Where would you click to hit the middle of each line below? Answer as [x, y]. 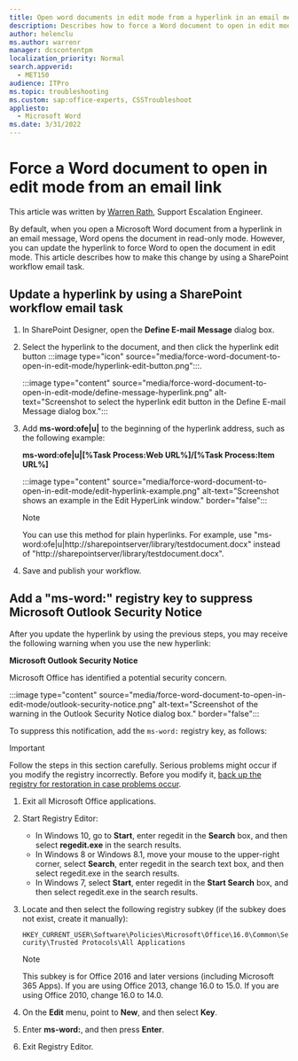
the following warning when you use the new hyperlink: [110, 643]
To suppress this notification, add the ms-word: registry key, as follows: [138, 730]
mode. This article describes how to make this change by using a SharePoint [149, 257]
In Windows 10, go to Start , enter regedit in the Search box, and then [161, 835]
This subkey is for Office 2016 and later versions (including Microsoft [148, 976]
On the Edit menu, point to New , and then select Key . [120, 1012]
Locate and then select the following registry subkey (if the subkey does [154, 909]
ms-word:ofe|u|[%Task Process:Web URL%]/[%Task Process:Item [148, 455]
